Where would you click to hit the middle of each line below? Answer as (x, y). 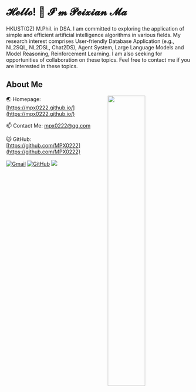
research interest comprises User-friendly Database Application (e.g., (90, 41)
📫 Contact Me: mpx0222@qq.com (48, 125)
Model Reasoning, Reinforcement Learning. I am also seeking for (84, 53)
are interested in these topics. (42, 66)
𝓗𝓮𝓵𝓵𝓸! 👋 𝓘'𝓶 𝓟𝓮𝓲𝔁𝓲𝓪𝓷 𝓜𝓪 (67, 12)
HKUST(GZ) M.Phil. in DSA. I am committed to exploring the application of (95, 28)
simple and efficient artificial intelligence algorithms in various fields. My (93, 35)
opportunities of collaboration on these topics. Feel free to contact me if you (98, 60)
